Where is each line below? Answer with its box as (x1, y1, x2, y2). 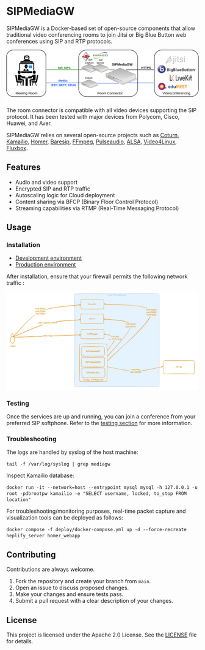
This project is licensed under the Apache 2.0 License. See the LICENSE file (6, 631, 197, 638)
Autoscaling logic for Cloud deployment (15, 191, 115, 198)
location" (6, 497, 32, 503)
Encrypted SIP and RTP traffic (15, 185, 90, 192)
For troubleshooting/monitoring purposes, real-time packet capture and (6, 507, 186, 515)
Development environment (15, 254, 82, 262)
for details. (6, 638, 34, 644)
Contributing (6, 550, 56, 560)
